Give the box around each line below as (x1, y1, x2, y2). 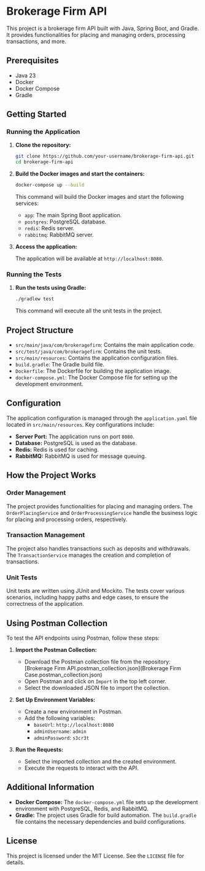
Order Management (6, 489, 66, 497)
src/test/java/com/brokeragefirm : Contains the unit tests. (15, 348, 163, 355)
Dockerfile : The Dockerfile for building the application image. (15, 367, 171, 375)
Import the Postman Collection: (15, 646, 97, 653)
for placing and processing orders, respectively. (6, 516, 128, 523)
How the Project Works (6, 470, 96, 481)
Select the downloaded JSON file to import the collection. (24, 684, 170, 691)
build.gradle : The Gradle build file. (15, 361, 105, 368)
